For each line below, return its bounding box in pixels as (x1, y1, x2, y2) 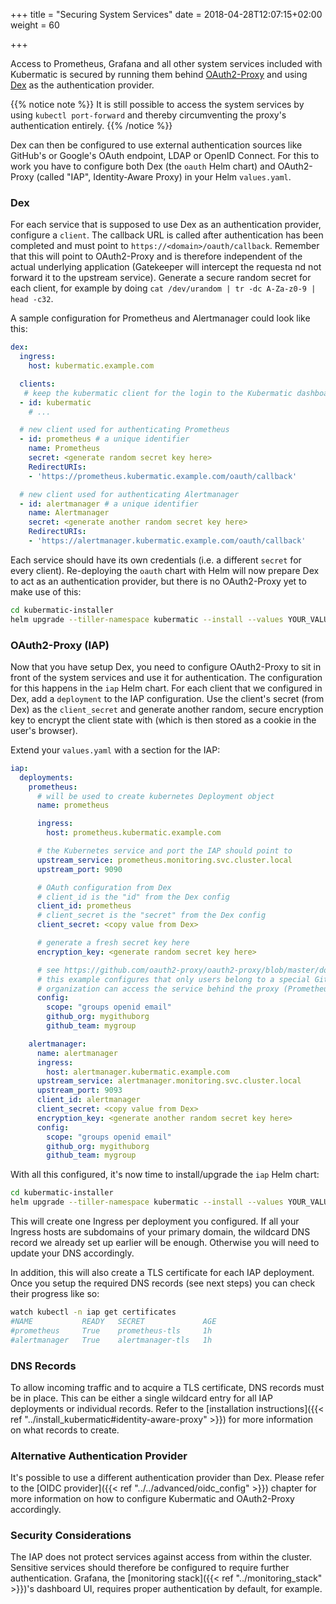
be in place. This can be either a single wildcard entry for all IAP (10, 1392, 273, 1404)
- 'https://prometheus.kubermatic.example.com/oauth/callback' (28, 471, 298, 481)
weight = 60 (10, 19, 60, 31)
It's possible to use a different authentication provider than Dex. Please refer (10, 1472, 325, 1484)
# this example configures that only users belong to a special (36, 974, 311, 984)
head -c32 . (10, 293, 54, 305)
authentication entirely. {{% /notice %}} (10, 120, 173, 131)
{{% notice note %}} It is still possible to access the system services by (10, 99, 305, 110)
